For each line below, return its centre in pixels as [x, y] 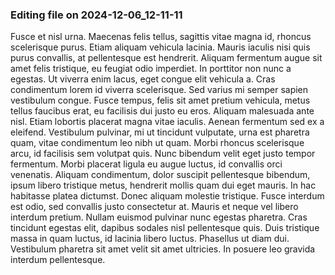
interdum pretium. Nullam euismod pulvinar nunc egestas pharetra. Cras [159, 217]
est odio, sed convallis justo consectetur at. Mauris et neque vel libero [154, 207]
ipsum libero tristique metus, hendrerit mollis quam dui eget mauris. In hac [163, 185]
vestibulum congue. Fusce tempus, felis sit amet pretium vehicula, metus [160, 100]
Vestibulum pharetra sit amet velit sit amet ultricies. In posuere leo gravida [163, 249]
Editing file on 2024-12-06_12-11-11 [96, 15]
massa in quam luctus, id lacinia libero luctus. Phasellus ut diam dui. [150, 239]
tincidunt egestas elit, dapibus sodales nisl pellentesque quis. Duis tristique [165, 228]
